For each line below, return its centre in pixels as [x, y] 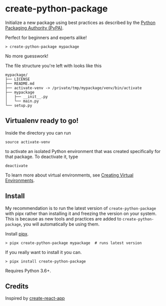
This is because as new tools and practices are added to [63, 218]
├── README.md [20, 83]
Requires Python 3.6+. [28, 270]
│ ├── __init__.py [27, 96]
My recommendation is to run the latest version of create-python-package [81, 208]
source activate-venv [28, 142]
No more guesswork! [27, 56]
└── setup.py [19, 105]
